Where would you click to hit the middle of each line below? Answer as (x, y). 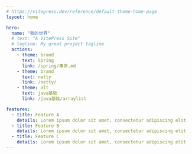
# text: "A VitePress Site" (46, 39)
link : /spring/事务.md (49, 66)
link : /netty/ (39, 82)
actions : (22, 50)
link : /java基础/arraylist (54, 99)
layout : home (22, 17)
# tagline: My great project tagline (58, 44)
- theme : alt (33, 88)
